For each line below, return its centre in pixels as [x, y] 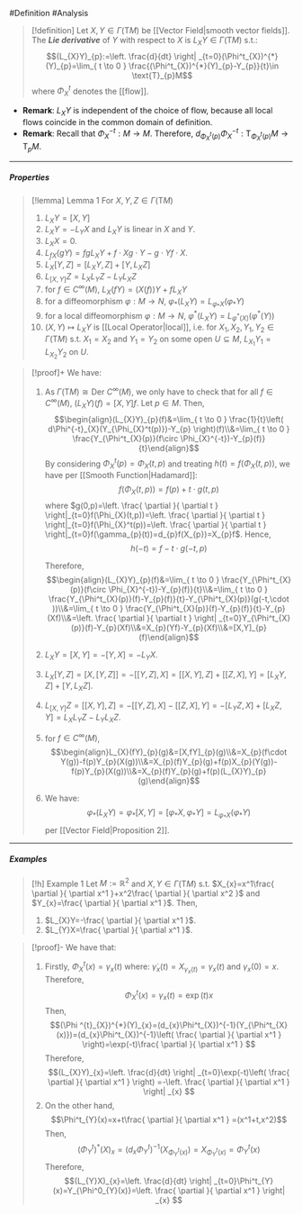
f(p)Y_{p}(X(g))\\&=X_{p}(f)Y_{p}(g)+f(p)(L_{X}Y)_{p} [169, 771]
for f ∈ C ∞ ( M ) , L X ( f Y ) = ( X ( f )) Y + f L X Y [115, 290]
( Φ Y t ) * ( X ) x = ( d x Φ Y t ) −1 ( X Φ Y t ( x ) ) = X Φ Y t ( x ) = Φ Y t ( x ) [169, 1151]
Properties [30, 177]
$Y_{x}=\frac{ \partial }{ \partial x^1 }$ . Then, [114, 903]
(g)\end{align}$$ [169, 781]
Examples [28, 859]
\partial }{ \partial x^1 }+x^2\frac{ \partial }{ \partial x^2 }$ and [146, 893]
